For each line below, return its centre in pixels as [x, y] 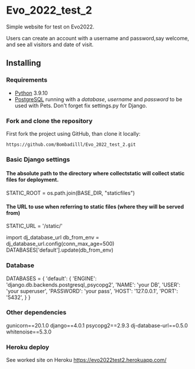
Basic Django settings [38, 159]
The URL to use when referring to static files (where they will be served [95, 206]
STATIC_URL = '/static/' [35, 226]
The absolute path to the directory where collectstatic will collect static [95, 174]
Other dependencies [36, 313]
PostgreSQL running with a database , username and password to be [98, 99]
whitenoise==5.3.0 [29, 332]
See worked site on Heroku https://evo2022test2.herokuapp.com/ [86, 360]
